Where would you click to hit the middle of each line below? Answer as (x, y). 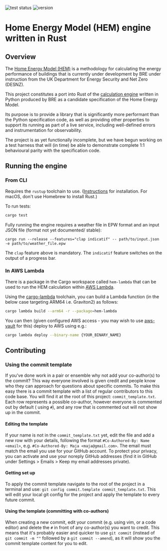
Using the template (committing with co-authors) (57, 511)
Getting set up (20, 473)
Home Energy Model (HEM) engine (78, 28)
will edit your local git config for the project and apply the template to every (83, 494)
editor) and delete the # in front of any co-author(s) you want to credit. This (83, 527)
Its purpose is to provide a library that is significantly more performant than (82, 114)
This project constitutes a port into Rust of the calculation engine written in (82, 94)
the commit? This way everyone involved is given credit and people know (81, 381)
